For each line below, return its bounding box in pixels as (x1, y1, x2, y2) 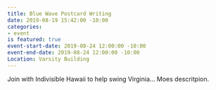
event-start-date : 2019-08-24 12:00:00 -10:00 (7, 43, 146, 50)
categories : (7, 23, 42, 30)
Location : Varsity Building (7, 56, 90, 63)
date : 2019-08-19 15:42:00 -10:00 (7, 17, 109, 24)
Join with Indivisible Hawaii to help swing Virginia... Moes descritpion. (7, 75, 210, 83)
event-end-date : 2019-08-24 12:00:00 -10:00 (7, 50, 140, 57)
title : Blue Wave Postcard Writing (7, 10, 112, 17)
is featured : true (7, 36, 61, 43)
